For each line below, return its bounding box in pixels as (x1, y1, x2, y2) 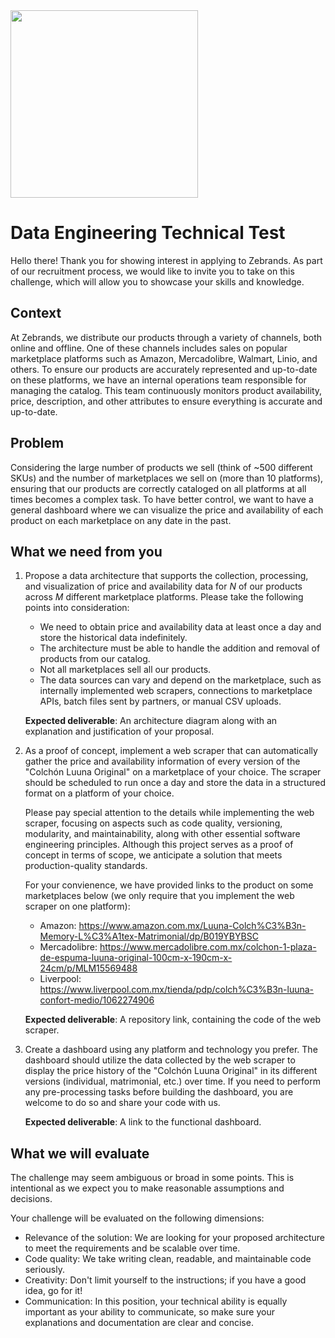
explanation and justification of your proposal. (24, 725, 215, 738)
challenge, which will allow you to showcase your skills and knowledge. (10, 275, 305, 288)
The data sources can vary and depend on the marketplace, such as (39, 674, 322, 686)
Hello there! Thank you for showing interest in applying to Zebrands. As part (10, 254, 323, 266)
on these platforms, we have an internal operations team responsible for (10, 374, 307, 386)
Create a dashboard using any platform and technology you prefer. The (24, 1044, 318, 1056)
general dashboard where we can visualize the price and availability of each (10, 504, 324, 516)
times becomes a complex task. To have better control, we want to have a (10, 493, 314, 505)
